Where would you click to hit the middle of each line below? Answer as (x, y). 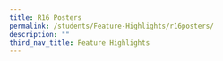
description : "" (39, 34)
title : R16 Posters (46, 17)
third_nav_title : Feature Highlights (80, 43)
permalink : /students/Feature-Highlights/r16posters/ (112, 26)
